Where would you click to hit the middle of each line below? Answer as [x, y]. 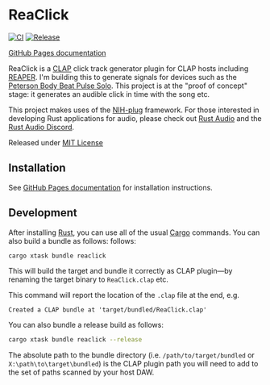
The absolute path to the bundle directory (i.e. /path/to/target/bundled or [132, 355]
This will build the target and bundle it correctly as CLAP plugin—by [120, 271]
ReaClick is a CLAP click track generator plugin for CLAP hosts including [129, 68]
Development [43, 213]
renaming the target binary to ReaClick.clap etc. [89, 279]
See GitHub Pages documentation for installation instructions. [111, 187]
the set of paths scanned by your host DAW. [81, 372]
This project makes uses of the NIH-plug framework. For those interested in [134, 110]
